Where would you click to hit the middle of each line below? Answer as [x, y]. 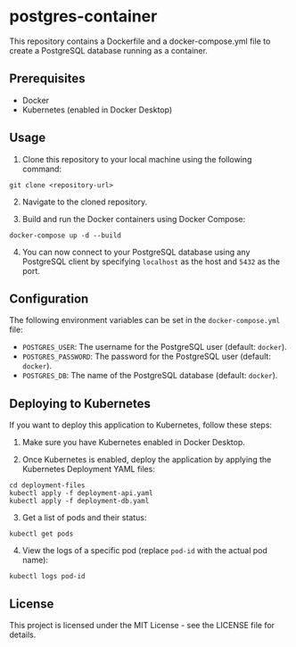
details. [23, 635]
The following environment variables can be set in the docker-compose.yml [145, 320]
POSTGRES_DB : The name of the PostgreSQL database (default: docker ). [150, 376]
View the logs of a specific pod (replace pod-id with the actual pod [144, 551]
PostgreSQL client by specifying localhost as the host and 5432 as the [151, 261]
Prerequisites [47, 79]
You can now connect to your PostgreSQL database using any [136, 252]
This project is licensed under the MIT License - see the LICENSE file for [142, 625]
